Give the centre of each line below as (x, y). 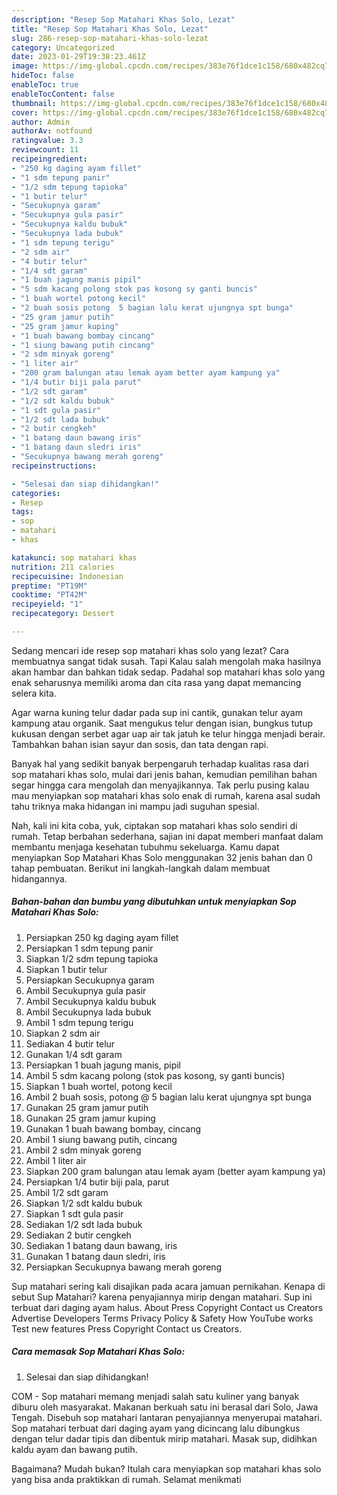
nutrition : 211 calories (63, 567)
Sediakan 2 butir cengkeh (78, 1235)
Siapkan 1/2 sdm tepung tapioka (92, 958)
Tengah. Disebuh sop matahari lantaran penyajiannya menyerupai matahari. (167, 1417)
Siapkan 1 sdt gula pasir (74, 1213)
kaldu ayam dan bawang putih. (74, 1449)
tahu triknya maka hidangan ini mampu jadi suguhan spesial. (135, 806)
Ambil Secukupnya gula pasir (86, 990)
